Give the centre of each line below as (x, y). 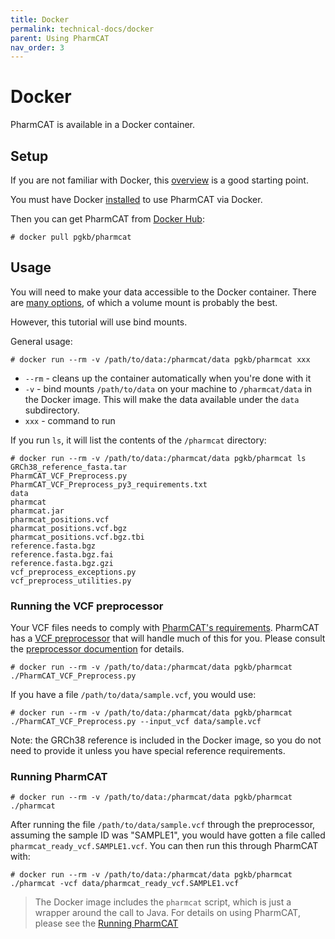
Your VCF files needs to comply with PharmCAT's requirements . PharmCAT (165, 628)
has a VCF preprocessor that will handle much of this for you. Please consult (168, 638)
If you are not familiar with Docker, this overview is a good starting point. (159, 180)
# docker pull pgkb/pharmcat (71, 237)
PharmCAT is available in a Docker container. (103, 125)
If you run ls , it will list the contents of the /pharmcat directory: (138, 440)
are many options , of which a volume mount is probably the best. (144, 302)
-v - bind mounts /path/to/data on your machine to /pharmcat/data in (168, 388)
